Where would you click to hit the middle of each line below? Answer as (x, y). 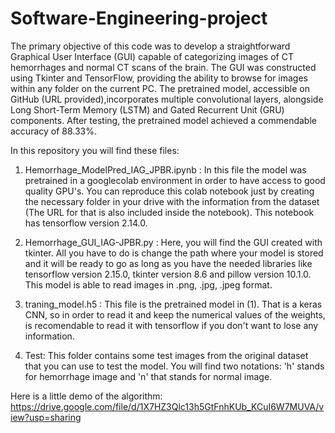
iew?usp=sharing (46, 417)
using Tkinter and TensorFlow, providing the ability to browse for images (159, 78)
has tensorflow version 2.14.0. (86, 223)
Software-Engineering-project (139, 18)
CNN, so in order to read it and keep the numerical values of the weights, (175, 314)
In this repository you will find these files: (95, 150)
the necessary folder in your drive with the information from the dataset (172, 201)
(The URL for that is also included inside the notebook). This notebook (169, 212)
